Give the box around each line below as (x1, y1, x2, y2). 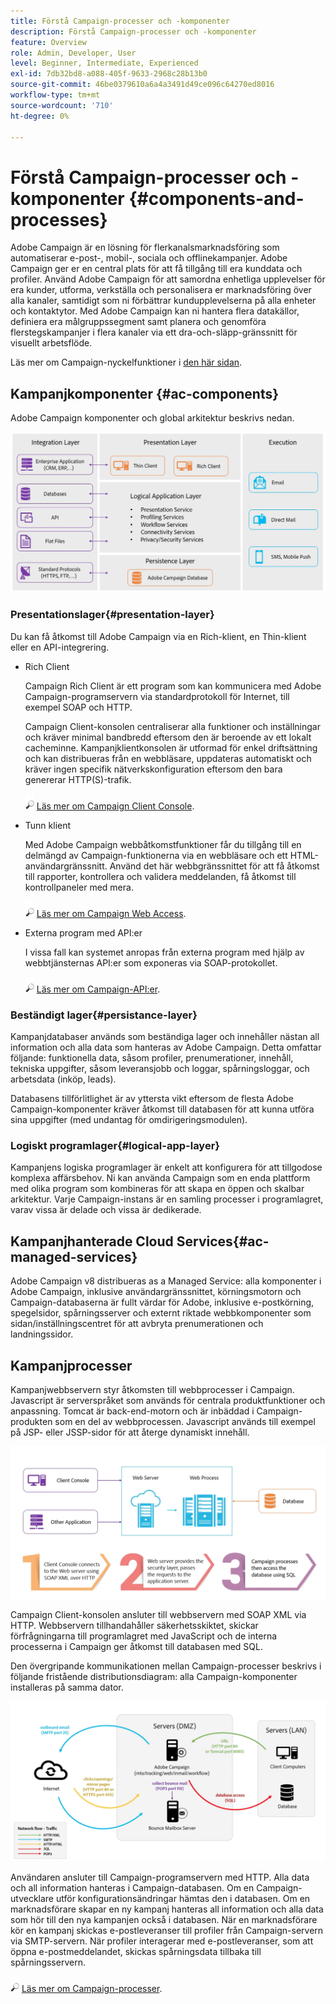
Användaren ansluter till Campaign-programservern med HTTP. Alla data (10, 1871, 310, 1884)
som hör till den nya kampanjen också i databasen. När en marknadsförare (10, 1914, 318, 1926)
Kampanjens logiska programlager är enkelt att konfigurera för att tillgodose (10, 1161, 323, 1174)
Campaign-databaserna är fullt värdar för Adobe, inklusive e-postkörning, (10, 1296, 315, 1309)
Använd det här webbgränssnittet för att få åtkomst (109, 860, 320, 872)
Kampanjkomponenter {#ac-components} (10, 385, 280, 402)
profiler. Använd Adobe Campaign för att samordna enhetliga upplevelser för (10, 273, 326, 285)
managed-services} (10, 1248, 138, 1265)
